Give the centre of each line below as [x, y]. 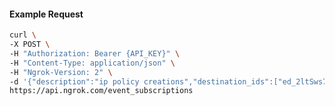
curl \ [23, 35]
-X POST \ [30, 45]
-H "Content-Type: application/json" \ [92, 63]
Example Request [46, 14]
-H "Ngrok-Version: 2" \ [61, 72]
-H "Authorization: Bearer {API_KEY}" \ [95, 53]
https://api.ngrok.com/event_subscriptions [101, 91]
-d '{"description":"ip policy [74, 81]
